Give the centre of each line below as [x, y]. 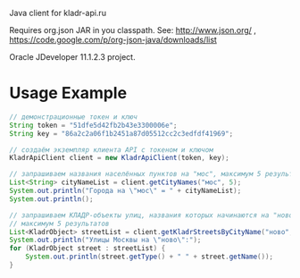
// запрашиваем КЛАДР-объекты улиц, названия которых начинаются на [139, 215]
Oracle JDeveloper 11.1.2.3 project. [72, 57]
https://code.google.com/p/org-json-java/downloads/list [113, 40]
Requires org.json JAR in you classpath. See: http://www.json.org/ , [133, 30]
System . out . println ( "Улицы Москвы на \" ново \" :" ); [105, 240]
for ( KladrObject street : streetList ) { [87, 249]
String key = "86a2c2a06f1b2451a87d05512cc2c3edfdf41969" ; [121, 133]
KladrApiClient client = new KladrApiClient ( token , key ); [119, 158]
